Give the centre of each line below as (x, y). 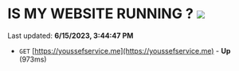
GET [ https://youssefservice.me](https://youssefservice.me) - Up (125, 50)
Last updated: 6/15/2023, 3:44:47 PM (71, 35)
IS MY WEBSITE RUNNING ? (101, 14)
